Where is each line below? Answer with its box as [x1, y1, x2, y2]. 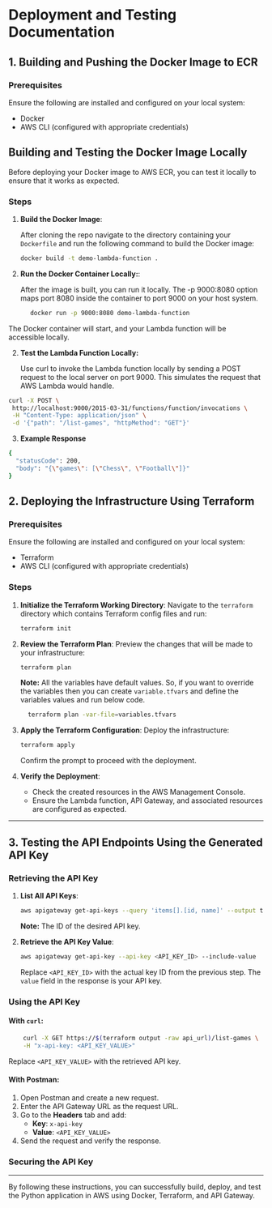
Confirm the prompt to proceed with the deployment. [19, 756, 197, 766]
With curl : [8, 1016, 44, 1026]
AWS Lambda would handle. [19, 381, 115, 391]
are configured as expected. [32, 805, 127, 814]
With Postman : [8, 1075, 60, 1085]
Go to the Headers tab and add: [19, 1110, 127, 1120]
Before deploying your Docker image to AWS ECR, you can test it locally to [8, 167, 257, 177]
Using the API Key [8, 996, 81, 1007]
